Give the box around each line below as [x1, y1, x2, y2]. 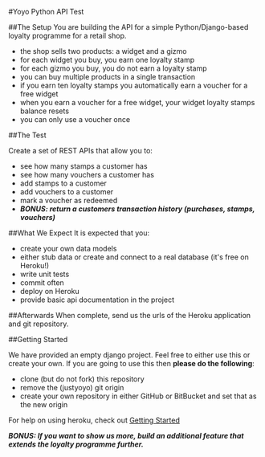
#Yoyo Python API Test [8, 7, 84, 16]
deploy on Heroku [19, 287, 79, 296]
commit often [19, 278, 64, 288]
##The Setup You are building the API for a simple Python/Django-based [8, 22, 249, 31]
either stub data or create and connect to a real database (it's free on [19, 252, 249, 262]
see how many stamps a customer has [19, 161, 148, 171]
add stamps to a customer [19, 178, 107, 188]
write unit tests [19, 269, 70, 279]
